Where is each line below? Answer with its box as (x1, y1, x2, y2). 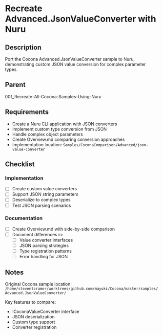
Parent (5, 81, 26, 89)
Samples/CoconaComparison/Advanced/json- (63, 142, 149, 147)
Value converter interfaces (19, 237, 73, 243)
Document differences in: (12, 231, 63, 237)
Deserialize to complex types (12, 197, 71, 203)
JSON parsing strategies (19, 243, 69, 248)
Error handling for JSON (19, 254, 68, 260)
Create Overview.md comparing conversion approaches (12, 136, 125, 142)
